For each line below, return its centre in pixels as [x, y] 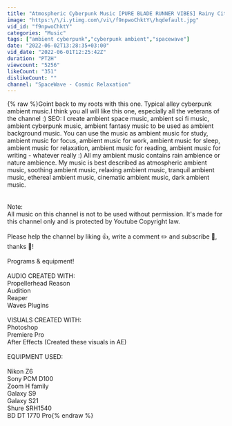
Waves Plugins [28, 306]
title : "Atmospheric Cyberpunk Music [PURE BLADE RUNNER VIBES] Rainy [111, 13]
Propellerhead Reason [39, 284]
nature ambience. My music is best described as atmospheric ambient [107, 163]
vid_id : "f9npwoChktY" [40, 26]
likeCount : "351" [32, 71]
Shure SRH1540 [29, 408]
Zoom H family [28, 386]
